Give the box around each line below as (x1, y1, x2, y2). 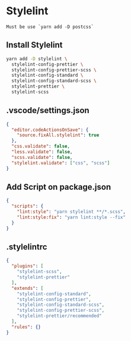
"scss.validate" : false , (11, 154, 73, 160)
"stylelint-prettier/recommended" (17, 313, 102, 319)
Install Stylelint (6, 40, 63, 50)
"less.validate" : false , (11, 149, 73, 155)
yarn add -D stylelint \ (6, 55, 68, 62)
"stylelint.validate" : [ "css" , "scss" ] (11, 159, 110, 166)
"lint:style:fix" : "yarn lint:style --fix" (17, 214, 126, 220)
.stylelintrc (6, 242, 47, 252)
